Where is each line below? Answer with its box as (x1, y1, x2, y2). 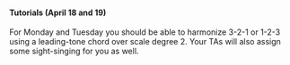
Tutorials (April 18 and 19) (9, 7, 107, 18)
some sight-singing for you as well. (9, 45, 139, 57)
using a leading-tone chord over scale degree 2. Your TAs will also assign (9, 37, 281, 47)
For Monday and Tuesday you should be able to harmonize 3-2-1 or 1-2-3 (9, 27, 281, 37)
